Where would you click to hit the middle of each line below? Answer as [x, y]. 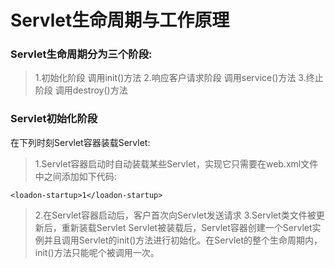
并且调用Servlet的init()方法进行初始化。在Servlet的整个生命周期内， [183, 240]
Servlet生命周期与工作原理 [120, 20]
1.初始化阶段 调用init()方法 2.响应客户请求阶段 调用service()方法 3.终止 [179, 78]
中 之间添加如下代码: [75, 176]
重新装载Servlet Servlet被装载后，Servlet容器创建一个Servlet [187, 227]
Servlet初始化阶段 [54, 119]
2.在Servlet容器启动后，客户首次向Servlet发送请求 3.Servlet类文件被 [175, 215]
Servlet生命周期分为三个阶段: [81, 54]
